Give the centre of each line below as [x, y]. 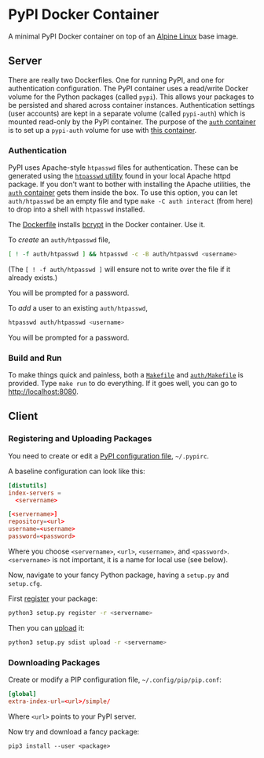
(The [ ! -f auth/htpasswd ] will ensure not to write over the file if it [119, 269]
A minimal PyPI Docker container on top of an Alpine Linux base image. [123, 36]
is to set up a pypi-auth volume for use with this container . [103, 130]
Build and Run [35, 358]
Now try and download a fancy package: [74, 731]
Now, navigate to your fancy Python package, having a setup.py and [119, 575]
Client [23, 416]
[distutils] [27, 485]
